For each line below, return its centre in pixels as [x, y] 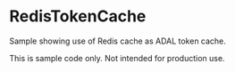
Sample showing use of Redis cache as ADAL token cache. [117, 41]
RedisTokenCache [78, 16]
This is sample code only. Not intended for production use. [117, 58]
